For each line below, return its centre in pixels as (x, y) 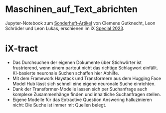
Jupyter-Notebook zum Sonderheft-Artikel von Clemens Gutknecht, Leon (80, 23)
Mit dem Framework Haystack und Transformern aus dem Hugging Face (86, 78)
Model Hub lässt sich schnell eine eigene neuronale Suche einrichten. (84, 83)
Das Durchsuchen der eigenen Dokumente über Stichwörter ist (77, 62)
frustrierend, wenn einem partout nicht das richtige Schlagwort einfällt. (85, 67)
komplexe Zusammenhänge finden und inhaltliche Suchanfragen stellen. (86, 94)
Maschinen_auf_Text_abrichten (72, 9)
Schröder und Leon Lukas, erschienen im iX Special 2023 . (65, 28)
